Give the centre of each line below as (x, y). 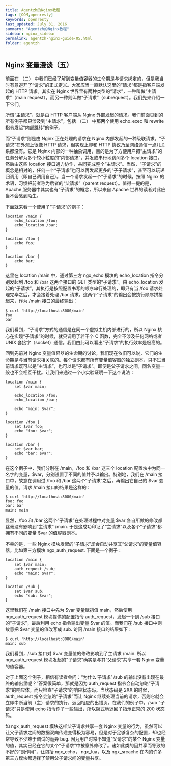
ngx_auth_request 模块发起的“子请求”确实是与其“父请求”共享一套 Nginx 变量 (85, 660)
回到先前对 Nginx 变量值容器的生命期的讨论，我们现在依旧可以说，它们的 (82, 353)
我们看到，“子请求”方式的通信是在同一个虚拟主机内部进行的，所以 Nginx (81, 329)
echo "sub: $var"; (34, 595)
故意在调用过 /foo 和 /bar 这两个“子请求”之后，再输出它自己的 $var (88, 480)
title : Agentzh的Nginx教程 (33, 10)
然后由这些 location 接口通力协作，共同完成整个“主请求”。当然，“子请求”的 (83, 164)
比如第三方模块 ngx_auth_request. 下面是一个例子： (68, 550)
